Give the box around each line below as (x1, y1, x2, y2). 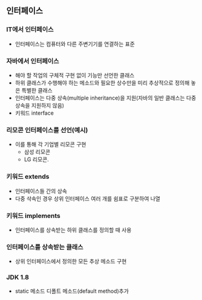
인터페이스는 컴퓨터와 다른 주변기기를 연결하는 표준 (15, 40, 135, 47)
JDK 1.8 (6, 273, 29, 282)
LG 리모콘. (24, 156, 50, 163)
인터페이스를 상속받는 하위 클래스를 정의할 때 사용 (15, 226, 132, 234)
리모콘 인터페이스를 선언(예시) (6, 126, 88, 134)
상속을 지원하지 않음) (15, 101, 65, 109)
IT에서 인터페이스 (6, 25, 54, 34)
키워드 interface (15, 109, 54, 116)
